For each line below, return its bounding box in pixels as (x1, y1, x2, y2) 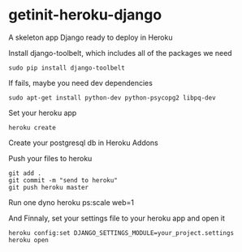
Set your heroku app (8, 108, 77, 117)
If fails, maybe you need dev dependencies (8, 78, 153, 88)
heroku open (8, 236, 49, 244)
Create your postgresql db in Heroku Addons (8, 138, 158, 147)
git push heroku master (8, 183, 89, 191)
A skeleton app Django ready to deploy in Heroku (8, 32, 173, 42)
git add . (8, 169, 42, 177)
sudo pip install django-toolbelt (8, 63, 126, 72)
